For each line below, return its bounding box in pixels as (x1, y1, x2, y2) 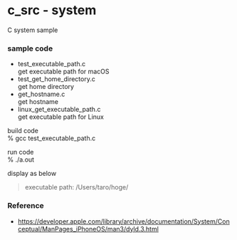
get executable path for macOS (17, 67, 110, 76)
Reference (7, 201, 44, 211)
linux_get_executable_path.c (17, 105, 101, 114)
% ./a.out (7, 155, 34, 164)
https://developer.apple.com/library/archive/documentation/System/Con (17, 216, 230, 226)
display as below (7, 169, 57, 178)
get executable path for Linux (17, 113, 105, 121)
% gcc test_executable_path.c (7, 134, 96, 142)
